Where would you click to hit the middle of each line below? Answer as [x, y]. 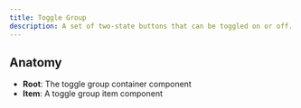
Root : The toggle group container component [107, 84]
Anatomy [36, 63]
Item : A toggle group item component [93, 94]
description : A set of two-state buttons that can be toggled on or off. [151, 26]
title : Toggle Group [48, 18]
